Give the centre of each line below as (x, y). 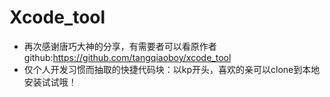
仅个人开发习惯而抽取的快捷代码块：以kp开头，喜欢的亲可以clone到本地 (172, 69)
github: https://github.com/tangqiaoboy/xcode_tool (127, 57)
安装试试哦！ (50, 82)
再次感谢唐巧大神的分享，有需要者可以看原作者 (120, 46)
